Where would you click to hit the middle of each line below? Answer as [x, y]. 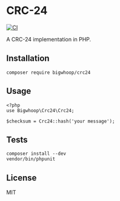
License [22, 178]
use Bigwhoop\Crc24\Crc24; [40, 110]
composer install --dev [36, 154]
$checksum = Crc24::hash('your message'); [61, 121]
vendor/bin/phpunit [31, 159]
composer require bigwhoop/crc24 [48, 72]
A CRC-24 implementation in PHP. [49, 39]
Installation [28, 58]
